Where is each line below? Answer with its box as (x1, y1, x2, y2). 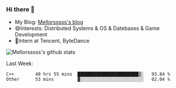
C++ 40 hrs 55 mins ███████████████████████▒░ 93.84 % (6, 72, 170, 77)
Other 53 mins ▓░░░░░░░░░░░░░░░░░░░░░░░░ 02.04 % (6, 76, 170, 83)
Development (14, 31, 48, 38)
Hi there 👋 (6, 5, 35, 13)
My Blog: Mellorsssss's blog (14, 19, 84, 26)
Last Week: (6, 60, 34, 67)
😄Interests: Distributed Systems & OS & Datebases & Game (14, 25, 160, 32)
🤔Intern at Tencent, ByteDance (14, 38, 90, 45)
